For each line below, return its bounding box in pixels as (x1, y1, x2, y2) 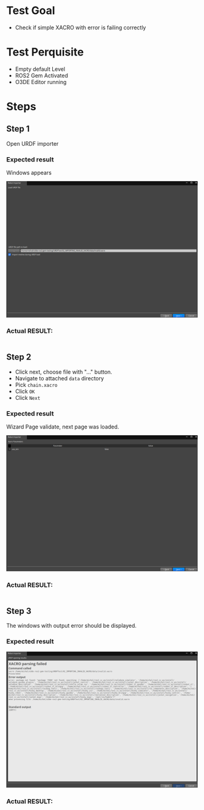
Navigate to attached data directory (15, 374, 104, 382)
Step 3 (6, 606, 32, 616)
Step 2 (6, 352, 32, 363)
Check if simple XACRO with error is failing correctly (15, 24, 146, 31)
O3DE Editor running (15, 78, 67, 85)
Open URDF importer (6, 140, 59, 147)
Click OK (15, 388, 35, 395)
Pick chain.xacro (15, 381, 58, 388)
